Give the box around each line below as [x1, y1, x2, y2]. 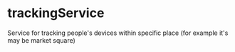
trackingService [7, 5, 105, 21]
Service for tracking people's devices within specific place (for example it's [7, 28, 229, 37]
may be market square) [7, 36, 76, 44]
